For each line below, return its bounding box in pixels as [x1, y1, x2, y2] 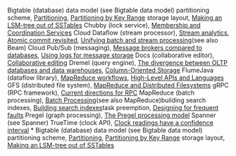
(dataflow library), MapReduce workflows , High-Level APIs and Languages [7, 73, 224, 82]
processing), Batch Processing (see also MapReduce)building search [7, 96, 206, 104]
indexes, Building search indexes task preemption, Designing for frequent [7, 104, 219, 112]
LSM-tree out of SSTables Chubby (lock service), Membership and [7, 21, 201, 29]
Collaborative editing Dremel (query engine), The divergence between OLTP [7, 59, 228, 66]
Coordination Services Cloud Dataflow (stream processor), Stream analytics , [7, 28, 230, 37]
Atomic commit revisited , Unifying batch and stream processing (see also [7, 36, 218, 44]
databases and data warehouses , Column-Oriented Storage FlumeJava [7, 66, 213, 74]
